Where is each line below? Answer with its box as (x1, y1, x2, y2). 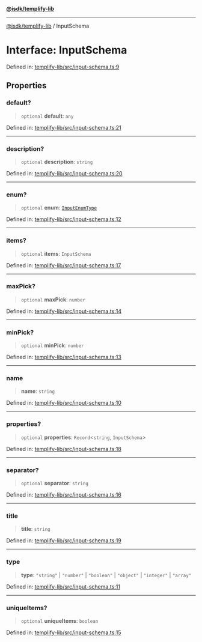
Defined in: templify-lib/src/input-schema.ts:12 (6, 216, 121, 223)
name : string (20, 387, 55, 395)
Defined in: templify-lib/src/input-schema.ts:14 (6, 307, 122, 315)
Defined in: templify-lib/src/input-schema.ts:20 (6, 169, 123, 177)
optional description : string (20, 158, 93, 165)
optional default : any (20, 112, 74, 120)
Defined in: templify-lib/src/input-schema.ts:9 (6, 63, 120, 70)
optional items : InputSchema (20, 250, 91, 257)
